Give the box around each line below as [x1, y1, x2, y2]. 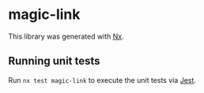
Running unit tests [8, 54, 100, 68]
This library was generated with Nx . [8, 32, 124, 41]
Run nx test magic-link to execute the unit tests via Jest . [8, 75, 196, 84]
